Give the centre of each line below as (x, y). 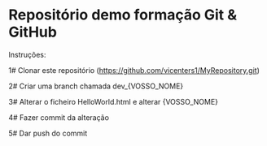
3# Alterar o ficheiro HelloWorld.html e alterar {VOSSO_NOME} (113, 101)
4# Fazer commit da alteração (59, 117)
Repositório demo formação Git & (123, 15)
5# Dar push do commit (48, 133)
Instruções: (27, 54)
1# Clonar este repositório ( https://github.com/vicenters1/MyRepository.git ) (134, 70)
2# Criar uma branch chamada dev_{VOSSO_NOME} (96, 86)
